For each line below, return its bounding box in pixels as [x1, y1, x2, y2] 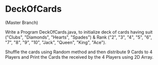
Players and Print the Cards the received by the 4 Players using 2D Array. [5, 54, 154, 60]
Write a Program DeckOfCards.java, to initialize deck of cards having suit [5, 29, 153, 35]
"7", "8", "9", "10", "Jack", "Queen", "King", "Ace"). [5, 39, 107, 45]
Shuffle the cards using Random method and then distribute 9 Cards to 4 [5, 49, 153, 55]
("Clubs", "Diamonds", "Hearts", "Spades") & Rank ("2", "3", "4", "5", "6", [5, 34, 152, 40]
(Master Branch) [5, 20, 38, 25]
